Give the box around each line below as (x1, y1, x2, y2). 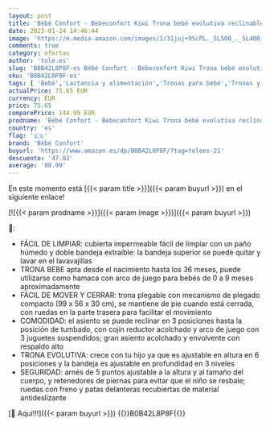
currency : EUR (8, 94, 56, 102)
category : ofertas (8, 49, 70, 57)
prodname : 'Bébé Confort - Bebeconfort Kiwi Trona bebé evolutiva (8, 117, 235, 125)
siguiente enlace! (8, 192, 65, 202)
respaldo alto (19, 341, 64, 351)
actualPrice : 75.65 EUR (8, 86, 88, 95)
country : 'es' (8, 124, 56, 132)
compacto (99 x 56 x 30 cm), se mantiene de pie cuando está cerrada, (19, 299, 255, 308)
